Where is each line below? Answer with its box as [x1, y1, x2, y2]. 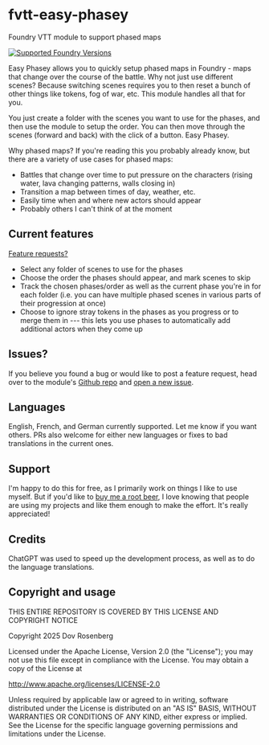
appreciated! [8, 509, 51, 519]
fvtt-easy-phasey [8, 6, 129, 24]
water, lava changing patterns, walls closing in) [19, 178, 176, 188]
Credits [8, 532, 47, 546]
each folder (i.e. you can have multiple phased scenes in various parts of [19, 289, 262, 299]
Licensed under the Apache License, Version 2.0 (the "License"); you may [8, 646, 254, 656]
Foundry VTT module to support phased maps [8, 32, 162, 42]
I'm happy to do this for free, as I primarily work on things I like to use [8, 484, 238, 493]
